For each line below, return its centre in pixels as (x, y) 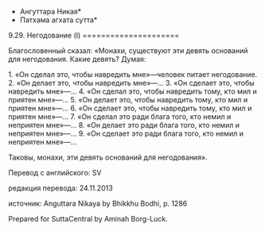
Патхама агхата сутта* (58, 20)
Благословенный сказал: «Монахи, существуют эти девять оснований (128, 50)
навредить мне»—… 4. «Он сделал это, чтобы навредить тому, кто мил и (132, 91)
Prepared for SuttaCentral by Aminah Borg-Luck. (88, 219)
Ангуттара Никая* (51, 12)
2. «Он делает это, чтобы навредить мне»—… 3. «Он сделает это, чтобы (131, 83)
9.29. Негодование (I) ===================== (94, 35)
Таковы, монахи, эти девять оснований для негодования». (108, 157)
